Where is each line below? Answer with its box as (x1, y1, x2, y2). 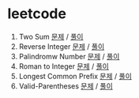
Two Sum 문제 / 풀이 (18, 32, 84, 41)
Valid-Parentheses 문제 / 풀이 (18, 81, 114, 91)
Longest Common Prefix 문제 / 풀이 (18, 71, 132, 81)
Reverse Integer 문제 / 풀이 (18, 41, 105, 51)
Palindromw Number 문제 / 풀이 (18, 51, 120, 61)
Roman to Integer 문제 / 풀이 (18, 61, 110, 71)
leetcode (7, 5, 66, 23)
